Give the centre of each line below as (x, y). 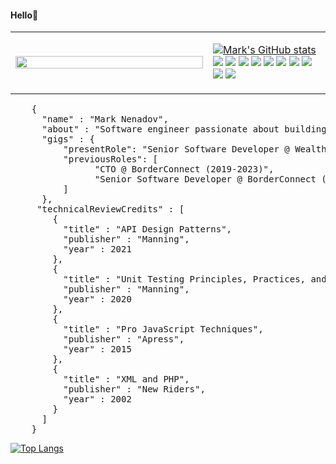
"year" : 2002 (97, 399)
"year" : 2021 (97, 249)
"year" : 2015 (97, 349)
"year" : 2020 (97, 299)
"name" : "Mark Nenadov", (105, 119)
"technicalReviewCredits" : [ (110, 209)
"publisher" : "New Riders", (134, 389)
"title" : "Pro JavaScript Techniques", (163, 329)
